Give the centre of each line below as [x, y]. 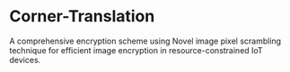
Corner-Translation [82, 16]
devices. [25, 60]
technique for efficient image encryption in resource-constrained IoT [136, 50]
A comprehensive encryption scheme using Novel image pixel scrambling [145, 41]
